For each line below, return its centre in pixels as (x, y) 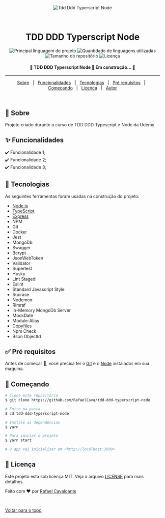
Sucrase (21, 294)
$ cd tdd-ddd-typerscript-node (37, 413)
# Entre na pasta (23, 409)
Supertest (22, 268)
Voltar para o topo (23, 510)
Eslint (18, 284)
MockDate (23, 315)
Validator (21, 263)
